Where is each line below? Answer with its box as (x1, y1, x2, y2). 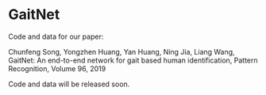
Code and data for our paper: (8, 32, 104, 41)
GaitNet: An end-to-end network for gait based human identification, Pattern (8, 55, 258, 65)
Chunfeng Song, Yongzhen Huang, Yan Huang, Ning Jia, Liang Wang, (8, 47, 236, 56)
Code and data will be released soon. (8, 79, 130, 89)
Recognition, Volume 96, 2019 (8, 63, 106, 73)
